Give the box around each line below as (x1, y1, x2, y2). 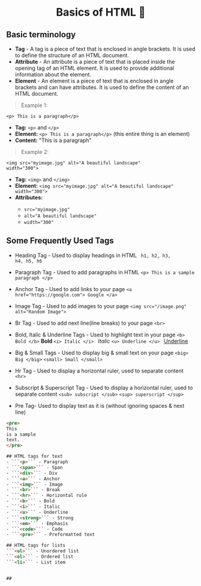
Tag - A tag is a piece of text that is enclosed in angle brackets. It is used (14, 45, 196, 52)
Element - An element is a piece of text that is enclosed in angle (14, 78, 174, 84)
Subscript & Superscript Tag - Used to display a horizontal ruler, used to (14, 384, 193, 391)
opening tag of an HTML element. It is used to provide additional (14, 64, 175, 72)
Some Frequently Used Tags (6, 236, 114, 246)
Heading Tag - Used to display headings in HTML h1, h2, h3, (14, 251, 171, 259)
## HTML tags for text (6, 454, 63, 460)
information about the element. (14, 71, 92, 78)
